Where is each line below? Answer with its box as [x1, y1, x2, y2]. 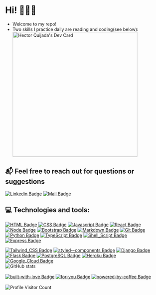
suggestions [5, 177, 45, 186]
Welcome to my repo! [12, 21, 57, 27]
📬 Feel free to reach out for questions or [5, 167, 135, 176]
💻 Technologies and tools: [5, 206, 90, 214]
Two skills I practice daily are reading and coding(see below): [12, 26, 139, 32]
